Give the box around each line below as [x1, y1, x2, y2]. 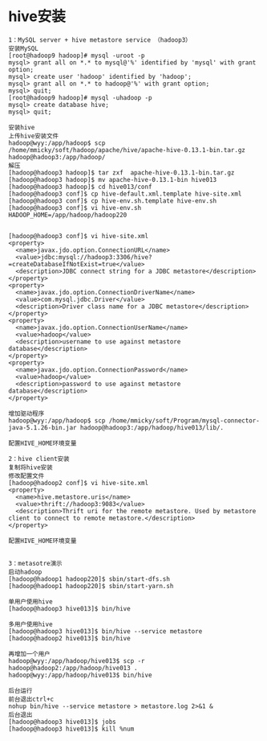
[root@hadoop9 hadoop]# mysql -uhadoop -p [8, 93, 152, 101]
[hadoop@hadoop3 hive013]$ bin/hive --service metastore [8, 627, 203, 636]
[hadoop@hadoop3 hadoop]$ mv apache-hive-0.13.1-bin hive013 [8, 175, 217, 183]
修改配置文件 [8, 471, 45, 480]
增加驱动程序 [8, 410, 45, 418]
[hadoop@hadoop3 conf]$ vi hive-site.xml [8, 232, 149, 240]
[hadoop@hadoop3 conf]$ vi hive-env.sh [8, 204, 142, 212]
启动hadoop [8, 568, 42, 576]
